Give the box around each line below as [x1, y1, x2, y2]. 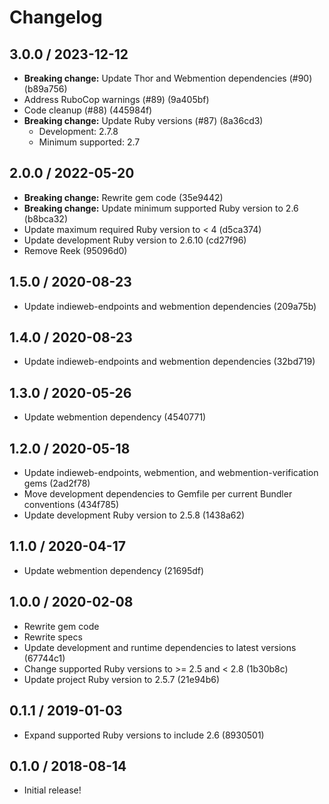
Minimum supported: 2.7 [38, 136, 141, 148]
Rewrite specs [23, 631, 83, 643]
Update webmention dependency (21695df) [23, 564, 205, 576]
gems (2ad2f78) [23, 477, 91, 490]
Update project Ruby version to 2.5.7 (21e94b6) [23, 673, 221, 685]
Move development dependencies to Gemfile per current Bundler [23, 488, 293, 500]
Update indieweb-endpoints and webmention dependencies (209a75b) [23, 300, 317, 312]
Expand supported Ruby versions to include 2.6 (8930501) [23, 729, 265, 741]
